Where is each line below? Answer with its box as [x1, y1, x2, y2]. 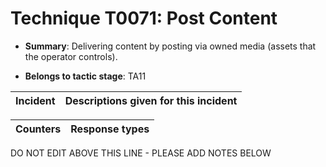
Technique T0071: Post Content [10, 7, 278, 30]
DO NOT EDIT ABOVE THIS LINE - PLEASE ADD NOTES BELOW [10, 147, 272, 159]
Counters [15, 122, 62, 136]
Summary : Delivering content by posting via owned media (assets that [24, 40, 317, 52]
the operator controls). [24, 50, 118, 62]
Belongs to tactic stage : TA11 [24, 70, 147, 82]
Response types [70, 122, 150, 136]
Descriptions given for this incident [64, 93, 238, 107]
